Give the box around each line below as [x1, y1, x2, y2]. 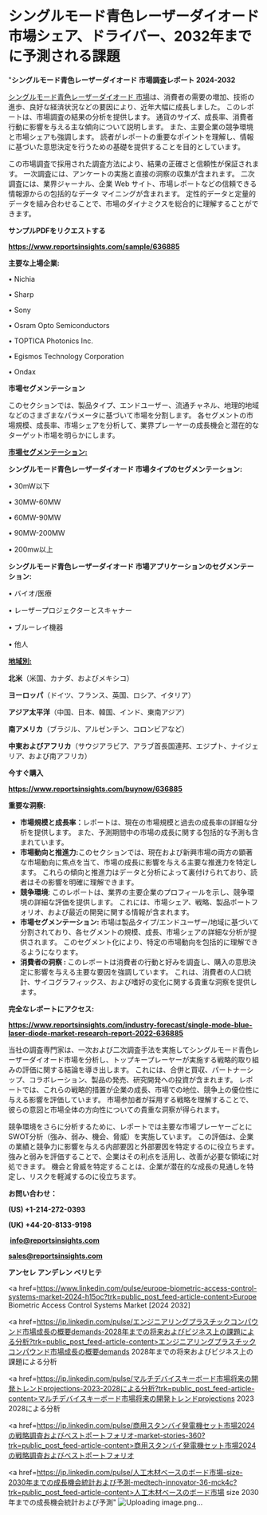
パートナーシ [211, 1065, 254, 1074]
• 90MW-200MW [8, 528, 65, 537]
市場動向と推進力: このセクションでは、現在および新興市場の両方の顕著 [19, 847, 253, 856]
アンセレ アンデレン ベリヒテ [8, 1267, 102, 1277]
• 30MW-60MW [8, 496, 61, 507]
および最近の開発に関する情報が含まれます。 [47, 907, 194, 916]
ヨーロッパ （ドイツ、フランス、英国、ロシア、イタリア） [8, 690, 195, 699]
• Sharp [8, 289, 34, 299]
